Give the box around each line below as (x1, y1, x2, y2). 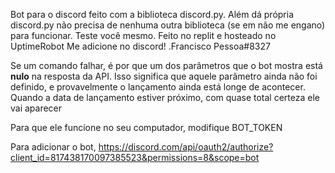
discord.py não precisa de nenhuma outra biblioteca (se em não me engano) (10, 19, 326, 31)
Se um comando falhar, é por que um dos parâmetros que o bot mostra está (10, 60, 323, 71)
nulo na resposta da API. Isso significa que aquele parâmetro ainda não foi (10, 70, 318, 82)
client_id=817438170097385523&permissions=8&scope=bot (10, 152, 260, 163)
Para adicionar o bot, (10, 141, 97, 153)
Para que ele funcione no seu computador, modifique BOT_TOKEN (10, 122, 283, 133)
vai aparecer (10, 102, 63, 114)
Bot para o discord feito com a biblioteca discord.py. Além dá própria (10, 9, 295, 20)
